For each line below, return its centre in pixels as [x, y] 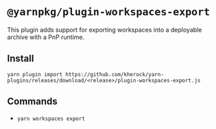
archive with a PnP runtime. [46, 37]
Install [21, 59]
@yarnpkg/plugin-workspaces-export [109, 12]
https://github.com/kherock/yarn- [115, 74]
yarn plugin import [35, 74]
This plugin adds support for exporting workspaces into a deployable [105, 30]
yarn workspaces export [51, 119]
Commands [33, 102]
